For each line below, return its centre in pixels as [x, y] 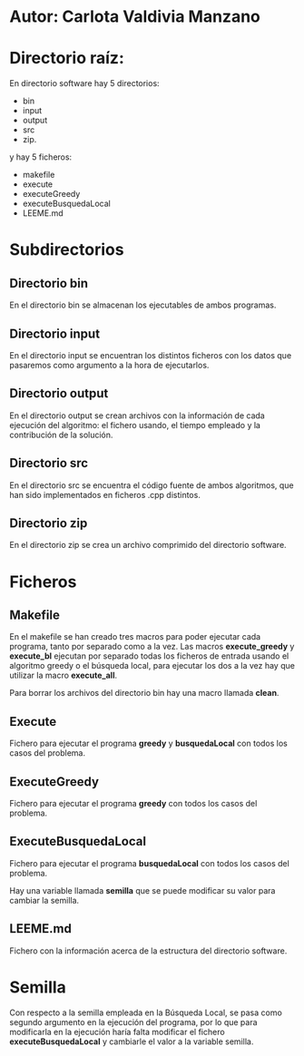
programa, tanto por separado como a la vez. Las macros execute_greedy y [152, 647]
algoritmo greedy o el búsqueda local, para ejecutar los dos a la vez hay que [152, 666]
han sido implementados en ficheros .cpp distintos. [105, 494]
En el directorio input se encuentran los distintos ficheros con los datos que [151, 355]
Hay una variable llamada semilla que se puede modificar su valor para [142, 890]
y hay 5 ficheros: [41, 157]
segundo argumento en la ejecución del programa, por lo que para [133, 1022]
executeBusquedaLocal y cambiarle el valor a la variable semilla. [132, 1041]
